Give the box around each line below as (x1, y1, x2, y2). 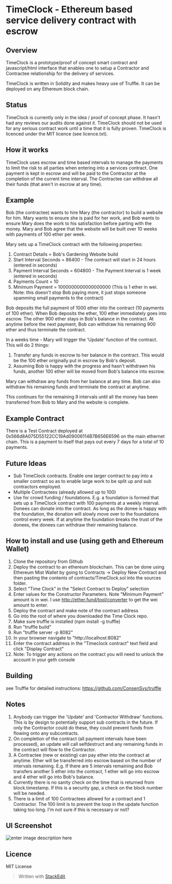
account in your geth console (13, 656, 75, 663)
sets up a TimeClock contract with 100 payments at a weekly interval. (13, 500, 160, 506)
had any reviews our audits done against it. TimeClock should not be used (6, 120, 162, 126)
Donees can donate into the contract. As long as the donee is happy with (13, 505, 167, 512)
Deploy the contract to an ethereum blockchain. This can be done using (13, 563, 165, 570)
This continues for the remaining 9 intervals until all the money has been (6, 394, 158, 400)
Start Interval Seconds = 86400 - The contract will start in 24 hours (13, 257, 156, 263)
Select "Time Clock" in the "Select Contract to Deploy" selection (13, 586, 149, 592)
